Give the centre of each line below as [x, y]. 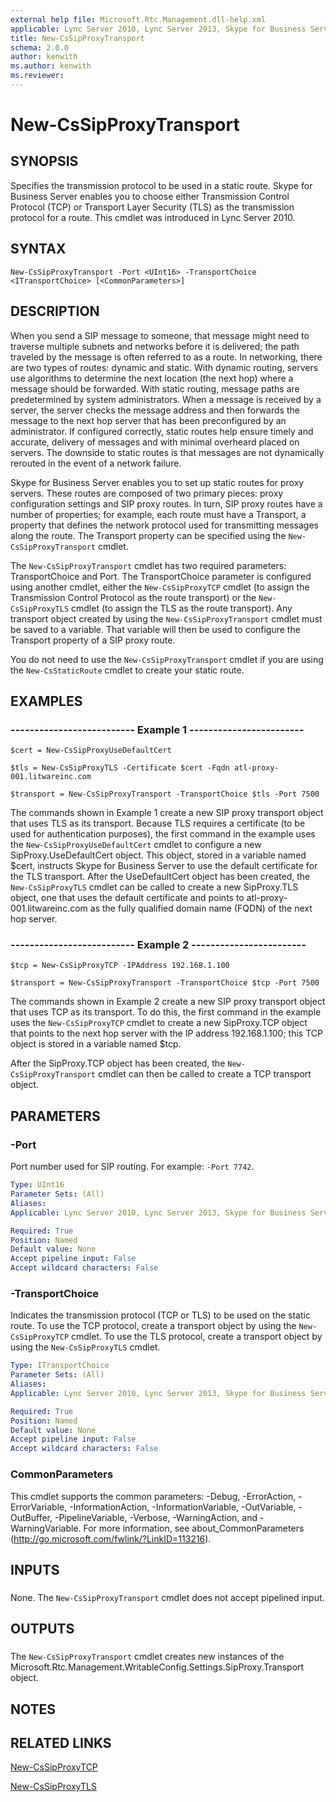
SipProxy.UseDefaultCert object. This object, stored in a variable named [158, 855]
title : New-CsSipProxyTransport [77, 38]
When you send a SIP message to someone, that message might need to [160, 335]
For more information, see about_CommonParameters [194, 1528]
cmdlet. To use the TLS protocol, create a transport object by [197, 1337]
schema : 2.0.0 [40, 47]
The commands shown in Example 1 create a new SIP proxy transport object [167, 813]
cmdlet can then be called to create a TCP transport [204, 1074]
